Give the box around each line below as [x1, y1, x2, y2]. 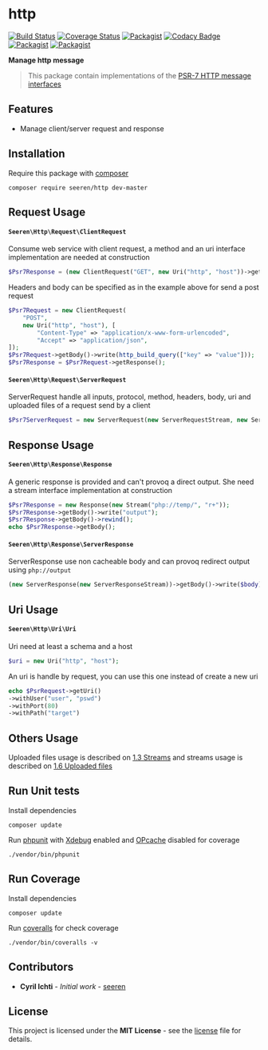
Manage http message [8, 55, 85, 65]
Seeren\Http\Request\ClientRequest [8, 227, 127, 236]
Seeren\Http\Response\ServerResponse [8, 540, 134, 548]
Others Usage [8, 731, 78, 745]
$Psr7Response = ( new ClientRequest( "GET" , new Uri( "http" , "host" [8, 268, 238, 276]
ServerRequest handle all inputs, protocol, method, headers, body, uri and [8, 392, 251, 402]
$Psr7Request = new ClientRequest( [8, 307, 127, 315]
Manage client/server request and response [19, 123, 165, 133]
